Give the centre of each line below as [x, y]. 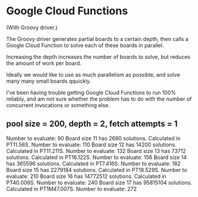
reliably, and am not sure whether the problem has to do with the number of [99, 99]
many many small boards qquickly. [49, 81]
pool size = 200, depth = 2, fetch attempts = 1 [92, 124]
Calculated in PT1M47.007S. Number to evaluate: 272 [72, 189]
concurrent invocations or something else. [58, 105]
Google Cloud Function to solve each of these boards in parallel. [85, 45]
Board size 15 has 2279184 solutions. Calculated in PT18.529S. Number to [97, 170]
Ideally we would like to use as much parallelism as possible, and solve [93, 74]
